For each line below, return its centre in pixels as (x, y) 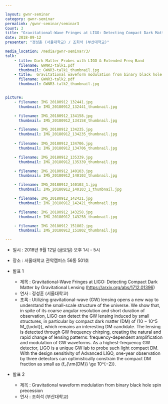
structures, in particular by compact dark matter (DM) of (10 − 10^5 (89, 321)
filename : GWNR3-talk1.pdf (46, 65)
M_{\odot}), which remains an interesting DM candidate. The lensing (90, 327)
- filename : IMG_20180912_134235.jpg (53, 129)
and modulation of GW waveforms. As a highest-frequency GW (85, 343)
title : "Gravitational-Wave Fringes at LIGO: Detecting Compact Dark (79, 33)
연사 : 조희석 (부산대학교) (44, 396)
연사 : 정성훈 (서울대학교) (44, 294)
